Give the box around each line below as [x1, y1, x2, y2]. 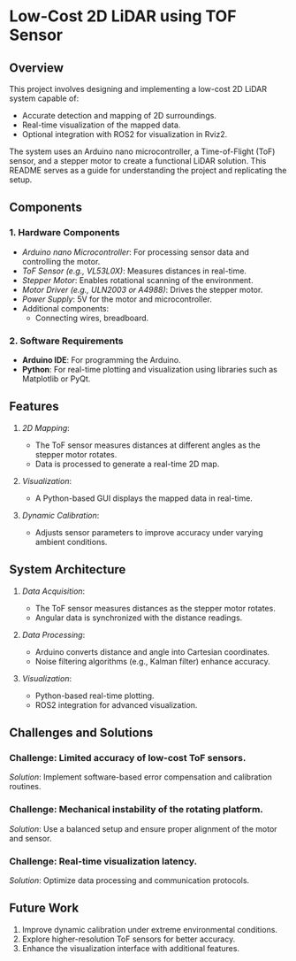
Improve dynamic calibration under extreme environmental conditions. [21, 924, 278, 934]
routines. [9, 781, 42, 792]
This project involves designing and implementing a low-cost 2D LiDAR [9, 84, 268, 94]
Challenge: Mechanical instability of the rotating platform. [9, 803, 263, 816]
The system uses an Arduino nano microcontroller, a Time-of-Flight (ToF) [9, 146, 276, 157]
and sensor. [9, 833, 52, 843]
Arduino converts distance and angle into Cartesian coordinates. [34, 646, 270, 657]
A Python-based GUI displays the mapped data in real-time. [34, 493, 254, 504]
